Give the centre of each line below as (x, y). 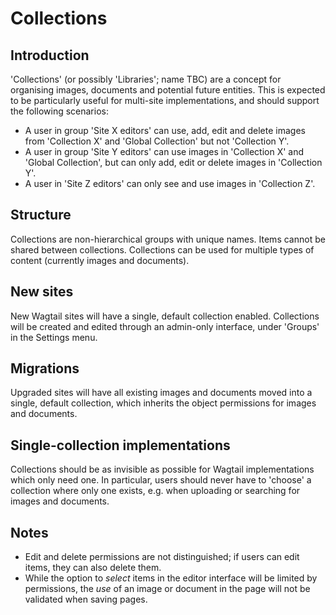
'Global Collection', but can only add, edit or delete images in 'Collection (173, 162)
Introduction (50, 55)
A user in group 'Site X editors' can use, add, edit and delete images (165, 130)
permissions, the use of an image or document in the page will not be (167, 589)
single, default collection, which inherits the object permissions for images (163, 403)
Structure (41, 215)
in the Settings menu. (54, 337)
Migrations (45, 368)
